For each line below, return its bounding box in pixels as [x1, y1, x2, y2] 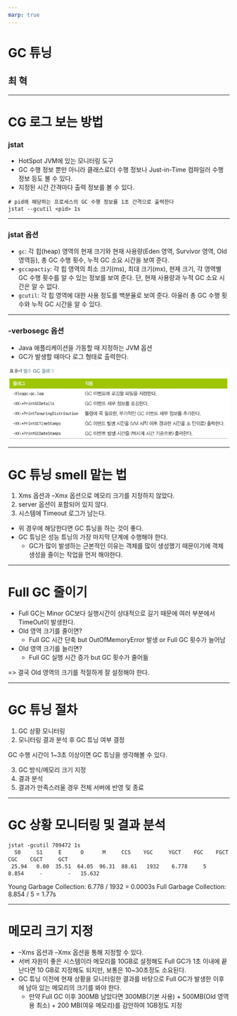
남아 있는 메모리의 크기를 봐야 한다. [25, 984, 122, 991]
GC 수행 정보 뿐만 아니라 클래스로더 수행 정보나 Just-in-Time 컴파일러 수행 [18, 166, 224, 174]
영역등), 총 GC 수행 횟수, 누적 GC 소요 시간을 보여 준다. [18, 256, 169, 265]
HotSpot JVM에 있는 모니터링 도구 [18, 157, 114, 165]
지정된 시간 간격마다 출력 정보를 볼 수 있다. [18, 183, 135, 192]
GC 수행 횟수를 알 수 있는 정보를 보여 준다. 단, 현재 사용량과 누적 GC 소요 [18, 274, 218, 282]
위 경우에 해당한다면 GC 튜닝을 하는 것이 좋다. [18, 524, 143, 533]
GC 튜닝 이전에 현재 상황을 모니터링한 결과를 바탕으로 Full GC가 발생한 [18, 974, 212, 983]
